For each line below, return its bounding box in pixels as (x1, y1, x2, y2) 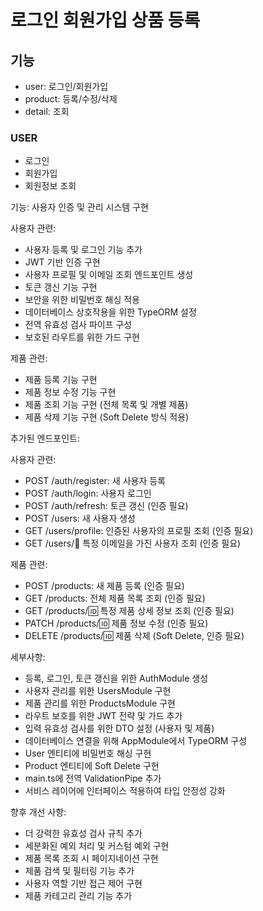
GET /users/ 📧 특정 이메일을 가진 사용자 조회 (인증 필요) (24, 537, 242, 550)
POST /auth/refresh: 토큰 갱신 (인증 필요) (24, 500, 189, 512)
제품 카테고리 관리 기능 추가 (24, 890, 133, 902)
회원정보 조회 (24, 180, 77, 192)
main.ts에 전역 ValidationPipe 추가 (24, 772, 162, 785)
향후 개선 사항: (10, 806, 67, 818)
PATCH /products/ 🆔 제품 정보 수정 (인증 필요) (24, 617, 209, 630)
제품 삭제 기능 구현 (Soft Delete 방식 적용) (24, 411, 190, 423)
